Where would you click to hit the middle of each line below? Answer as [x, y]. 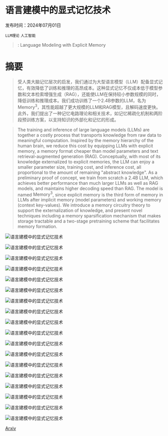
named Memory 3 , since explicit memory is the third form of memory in [90, 194]
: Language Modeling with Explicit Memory [62, 45]
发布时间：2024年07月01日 [33, 25]
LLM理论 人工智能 [21, 36]
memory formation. [37, 227]
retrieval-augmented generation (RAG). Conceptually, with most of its [89, 156]
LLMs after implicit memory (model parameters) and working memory [89, 200]
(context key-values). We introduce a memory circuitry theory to [84, 205]
